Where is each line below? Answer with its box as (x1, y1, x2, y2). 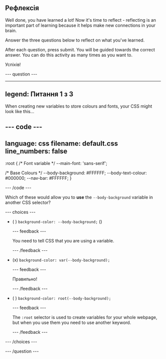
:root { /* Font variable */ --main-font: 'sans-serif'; (5, 160, 108, 166)
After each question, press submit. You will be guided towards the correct (5, 46, 155, 52)
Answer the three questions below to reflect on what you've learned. (5, 37, 145, 43)
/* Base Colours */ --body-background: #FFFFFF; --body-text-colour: (5, 170, 147, 176)
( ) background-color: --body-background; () (12, 218, 102, 224)
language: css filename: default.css (5, 139, 118, 148)
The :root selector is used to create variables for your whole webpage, (12, 314, 158, 320)
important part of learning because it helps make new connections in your (5, 22, 156, 28)
